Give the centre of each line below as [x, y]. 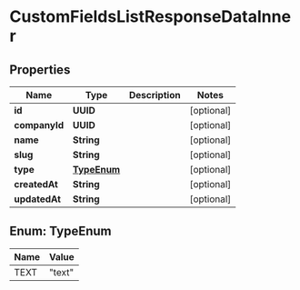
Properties [40, 70]
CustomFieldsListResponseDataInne [150, 17]
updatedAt [38, 199]
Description [155, 95]
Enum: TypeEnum [60, 231]
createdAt [36, 184]
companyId [39, 125]
